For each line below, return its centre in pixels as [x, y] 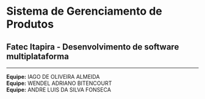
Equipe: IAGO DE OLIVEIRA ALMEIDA [53, 77]
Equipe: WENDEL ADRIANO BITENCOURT [59, 83]
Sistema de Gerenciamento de [85, 11]
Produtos [30, 24]
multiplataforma [38, 56]
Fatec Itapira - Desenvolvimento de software [93, 47]
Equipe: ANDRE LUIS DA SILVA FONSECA [59, 90]
